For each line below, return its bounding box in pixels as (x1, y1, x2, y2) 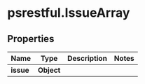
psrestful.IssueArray (7, 5, 130, 21)
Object (37, 65, 61, 75)
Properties (7, 33, 55, 45)
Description (67, 54, 107, 63)
